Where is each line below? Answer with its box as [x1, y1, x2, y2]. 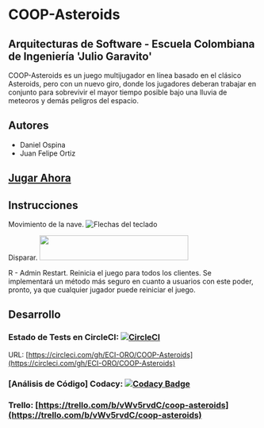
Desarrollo [8, 308, 61, 322]
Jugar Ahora [8, 172, 71, 185]
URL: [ [8, 349, 29, 359]
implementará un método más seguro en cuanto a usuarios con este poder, [8, 276, 254, 287]
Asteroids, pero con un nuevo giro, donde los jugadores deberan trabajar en [8, 79, 256, 88]
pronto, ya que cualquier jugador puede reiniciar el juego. [8, 285, 196, 295]
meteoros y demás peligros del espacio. [8, 96, 140, 105]
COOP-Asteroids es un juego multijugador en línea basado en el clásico [8, 71, 242, 80]
